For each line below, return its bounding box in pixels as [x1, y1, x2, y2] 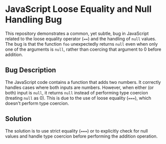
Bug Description [5, 66, 56, 74]
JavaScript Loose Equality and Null [5, 3, 152, 15]
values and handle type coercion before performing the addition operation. [5, 133, 158, 139]
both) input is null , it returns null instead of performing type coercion [5, 89, 148, 95]
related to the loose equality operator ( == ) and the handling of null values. [5, 36, 157, 42]
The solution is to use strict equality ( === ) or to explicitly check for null [5, 128, 148, 134]
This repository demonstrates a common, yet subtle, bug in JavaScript [5, 30, 149, 36]
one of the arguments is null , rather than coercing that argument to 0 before [5, 46, 162, 52]
